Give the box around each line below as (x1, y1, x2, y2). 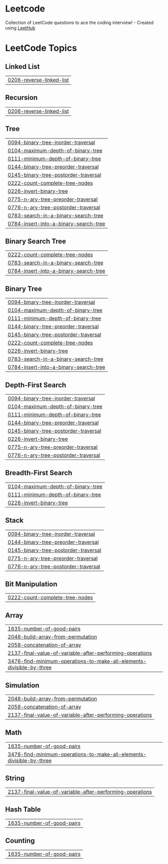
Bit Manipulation (5, 580, 57, 588)
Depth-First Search (5, 380, 66, 389)
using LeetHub (5, 24, 35, 30)
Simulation (5, 681, 39, 689)
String (5, 774, 25, 782)
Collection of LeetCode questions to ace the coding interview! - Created (5, 19, 154, 25)
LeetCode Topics (5, 42, 77, 54)
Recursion (5, 93, 38, 102)
